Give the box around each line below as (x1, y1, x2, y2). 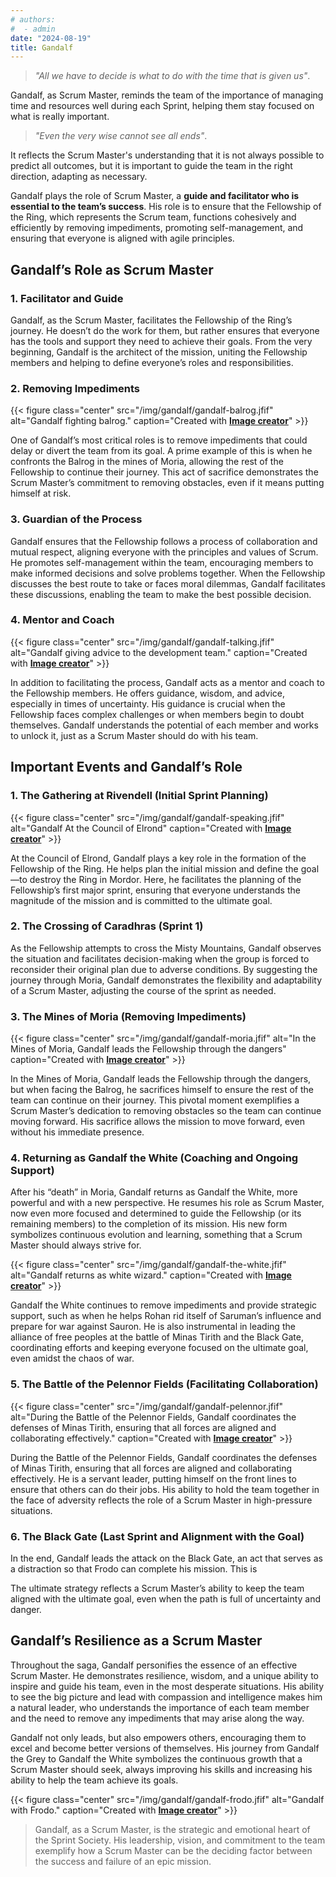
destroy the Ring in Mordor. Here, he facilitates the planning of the (29, 873, 302, 885)
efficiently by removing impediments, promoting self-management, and (10, 222, 304, 234)
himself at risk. (10, 487, 72, 500)
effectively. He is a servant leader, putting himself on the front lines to (10, 1472, 297, 1485)
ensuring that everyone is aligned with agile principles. (10, 232, 235, 245)
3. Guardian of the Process (10, 512, 143, 526)
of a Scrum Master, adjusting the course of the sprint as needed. (10, 984, 277, 996)
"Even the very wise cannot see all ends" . (34, 130, 208, 142)
